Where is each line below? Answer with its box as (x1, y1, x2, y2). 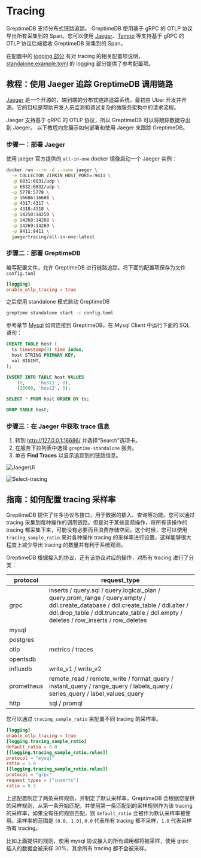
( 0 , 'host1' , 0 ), (17, 380, 71, 386)
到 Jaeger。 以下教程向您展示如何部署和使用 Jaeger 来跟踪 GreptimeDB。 (6, 124, 188, 131)
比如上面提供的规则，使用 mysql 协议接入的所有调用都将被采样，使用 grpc (6, 837, 189, 844)
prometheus (9, 682, 44, 690)
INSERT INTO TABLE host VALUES (6, 374, 84, 380)
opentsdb (9, 655, 36, 663)
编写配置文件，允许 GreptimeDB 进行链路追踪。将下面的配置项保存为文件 (6, 263, 186, 271)
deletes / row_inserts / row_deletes (48, 616, 147, 624)
